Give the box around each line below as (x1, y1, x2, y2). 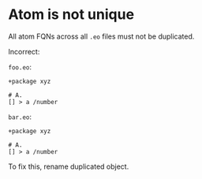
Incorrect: (8, 47, 40, 56)
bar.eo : (8, 112, 32, 121)
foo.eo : (8, 62, 32, 72)
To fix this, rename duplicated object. (8, 162, 129, 171)
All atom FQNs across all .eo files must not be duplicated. (8, 32, 195, 41)
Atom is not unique (8, 6, 135, 24)
